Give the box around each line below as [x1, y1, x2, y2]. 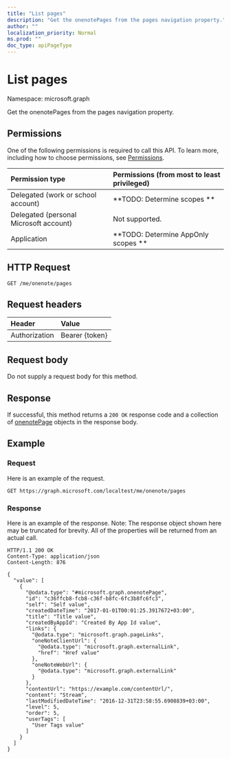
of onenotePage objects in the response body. [7, 418, 139, 426]
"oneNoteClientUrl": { [32, 637, 97, 644]
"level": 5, [25, 703, 60, 710]
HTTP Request [7, 262, 71, 273]
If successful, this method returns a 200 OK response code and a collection [7, 410, 219, 419]
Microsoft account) [10, 218, 73, 228]
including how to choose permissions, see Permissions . [7, 153, 165, 162]
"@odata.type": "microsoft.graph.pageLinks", [32, 631, 165, 638]
